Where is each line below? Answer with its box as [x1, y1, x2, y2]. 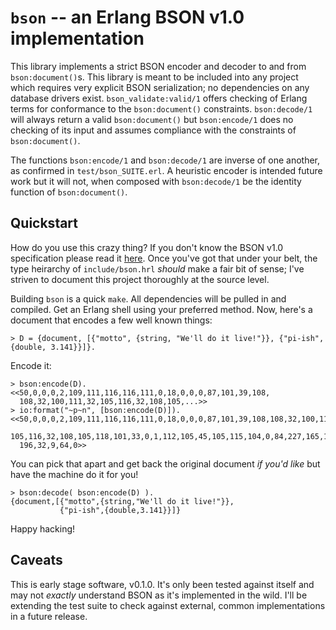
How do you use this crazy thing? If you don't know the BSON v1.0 [10, 241, 284, 253]
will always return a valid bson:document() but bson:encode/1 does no [10, 113, 294, 125]
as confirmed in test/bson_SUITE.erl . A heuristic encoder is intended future [10, 164, 323, 176]
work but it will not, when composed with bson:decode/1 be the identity [10, 175, 302, 187]
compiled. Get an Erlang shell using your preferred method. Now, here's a [10, 303, 313, 315]
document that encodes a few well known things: [10, 314, 213, 326]
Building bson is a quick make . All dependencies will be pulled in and [10, 292, 287, 305]
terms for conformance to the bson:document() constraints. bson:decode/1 [10, 102, 313, 115]
